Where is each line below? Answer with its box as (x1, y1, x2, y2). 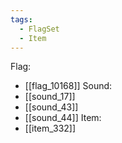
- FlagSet (19, 24, 60, 34)
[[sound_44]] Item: (24, 112, 102, 124)
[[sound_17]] (24, 91, 76, 103)
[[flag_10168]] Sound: (24, 80, 113, 92)
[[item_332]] (24, 122, 77, 135)
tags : (10, 14, 33, 25)
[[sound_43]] (24, 101, 79, 113)
